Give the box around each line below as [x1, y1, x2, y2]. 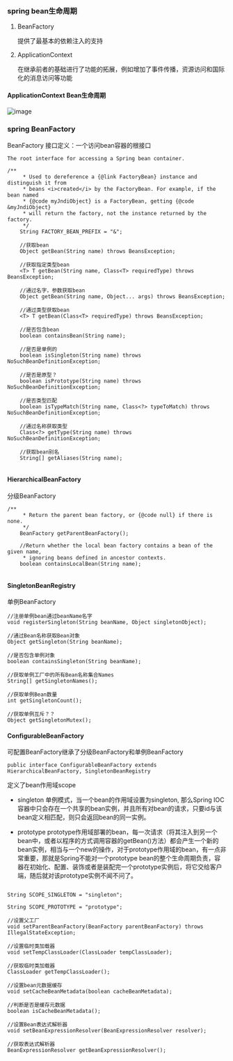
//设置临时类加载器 [7, 943, 56, 950]
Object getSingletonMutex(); [7, 717, 92, 724]
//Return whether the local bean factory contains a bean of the [19, 542, 214, 549]
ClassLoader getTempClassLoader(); [7, 968, 111, 976]
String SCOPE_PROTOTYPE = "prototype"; [7, 904, 123, 911]
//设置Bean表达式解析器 [7, 1021, 68, 1028]
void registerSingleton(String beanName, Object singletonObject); [7, 619, 207, 626]
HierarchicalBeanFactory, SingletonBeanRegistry [7, 768, 151, 775]
